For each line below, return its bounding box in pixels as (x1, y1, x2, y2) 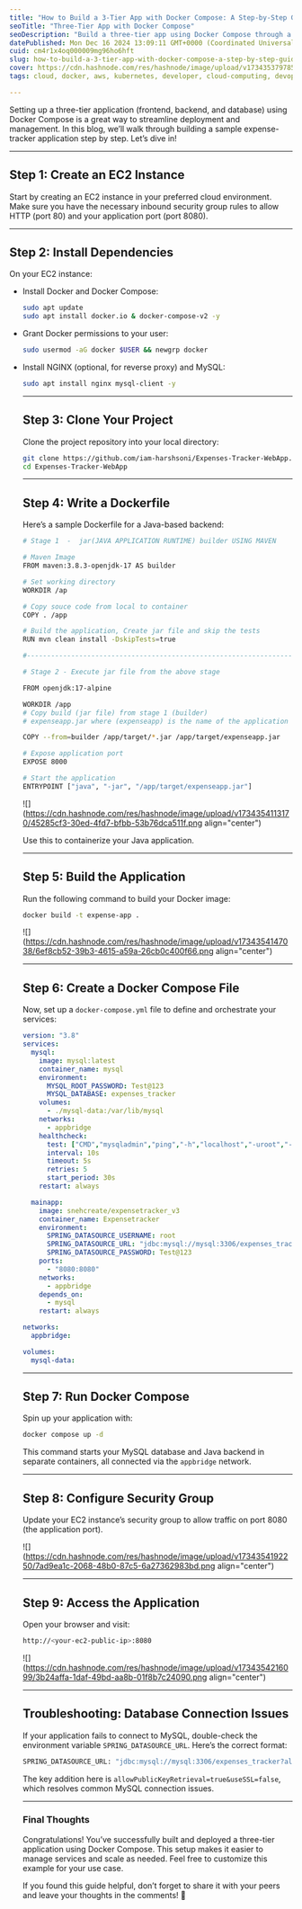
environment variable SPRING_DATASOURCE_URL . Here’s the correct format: (22, 1739, 288, 1750)
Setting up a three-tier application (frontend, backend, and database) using (9, 104, 288, 115)
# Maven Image (22, 553, 75, 562)
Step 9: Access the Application (22, 1595, 200, 1610)
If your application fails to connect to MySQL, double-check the (22, 1730, 258, 1741)
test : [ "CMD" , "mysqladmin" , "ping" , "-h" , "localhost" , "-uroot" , (46, 1139, 285, 1149)
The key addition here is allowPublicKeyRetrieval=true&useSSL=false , (22, 1773, 281, 1784)
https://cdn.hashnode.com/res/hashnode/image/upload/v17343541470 (25, 936, 289, 947)
